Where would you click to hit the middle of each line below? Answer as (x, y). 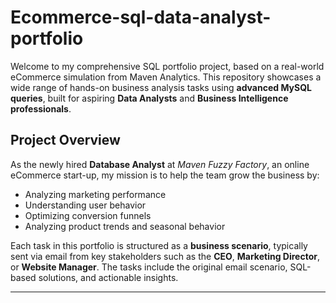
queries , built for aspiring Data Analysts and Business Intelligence (149, 98)
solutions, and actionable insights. (108, 277)
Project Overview (65, 140)
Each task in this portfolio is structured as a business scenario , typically (159, 245)
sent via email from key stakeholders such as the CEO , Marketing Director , (165, 256)
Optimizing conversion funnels (88, 215)
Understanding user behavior (85, 205)
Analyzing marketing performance (95, 194)
